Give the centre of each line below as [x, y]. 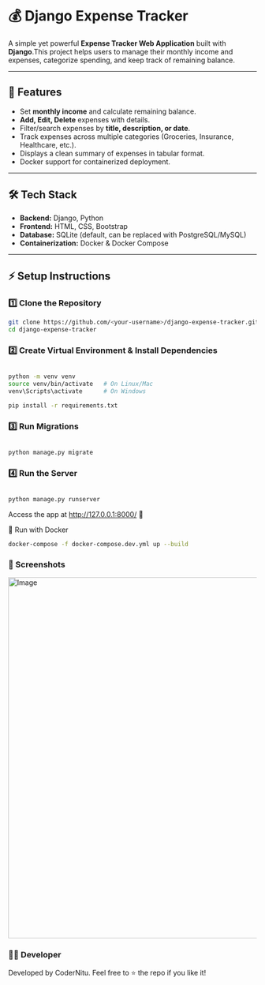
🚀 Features [35, 92]
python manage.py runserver [54, 500]
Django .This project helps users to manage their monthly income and [121, 51]
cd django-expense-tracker [52, 330]
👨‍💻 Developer [35, 955]
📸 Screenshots [37, 564]
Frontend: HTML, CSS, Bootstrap [74, 226]
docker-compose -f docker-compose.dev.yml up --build [99, 545]
